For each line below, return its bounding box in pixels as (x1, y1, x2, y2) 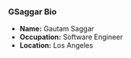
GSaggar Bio (8, 6, 57, 17)
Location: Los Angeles (19, 41, 93, 50)
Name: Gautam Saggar (19, 24, 94, 34)
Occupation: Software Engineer (19, 32, 123, 42)
